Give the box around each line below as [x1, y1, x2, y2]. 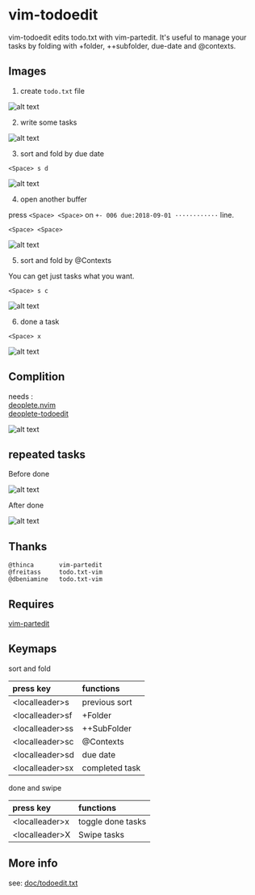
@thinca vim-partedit [8, 561, 103, 570]
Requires [8, 597, 55, 611]
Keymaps [8, 642, 57, 656]
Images [8, 65, 47, 78]
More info [8, 856, 58, 871]
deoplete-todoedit [8, 409, 69, 418]
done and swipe [8, 783, 62, 792]
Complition [8, 370, 65, 384]
